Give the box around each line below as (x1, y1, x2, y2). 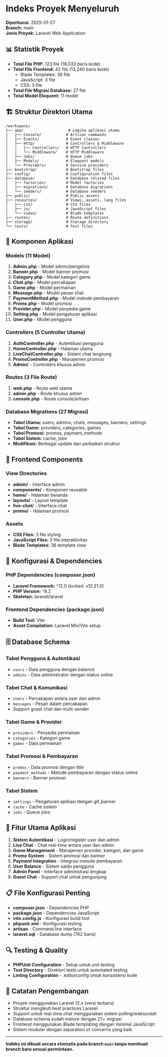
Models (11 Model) (5, 252, 51, 259)
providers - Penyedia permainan (12, 730, 80, 736)
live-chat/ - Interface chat (12, 502, 67, 508)
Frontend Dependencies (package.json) (5, 606, 104, 613)
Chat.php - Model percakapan (12, 280, 76, 286)
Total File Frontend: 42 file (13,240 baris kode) (12, 66, 109, 72)
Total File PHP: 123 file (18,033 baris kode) (12, 61, 101, 67)
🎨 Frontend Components (5, 455, 83, 463)
